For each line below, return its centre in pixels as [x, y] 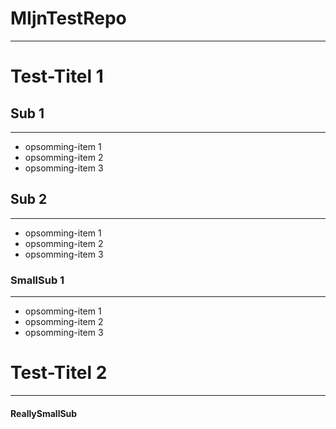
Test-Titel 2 [59, 373]
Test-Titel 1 [57, 76]
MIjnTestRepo [68, 18]
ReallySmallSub [44, 413]
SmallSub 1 [37, 280]
